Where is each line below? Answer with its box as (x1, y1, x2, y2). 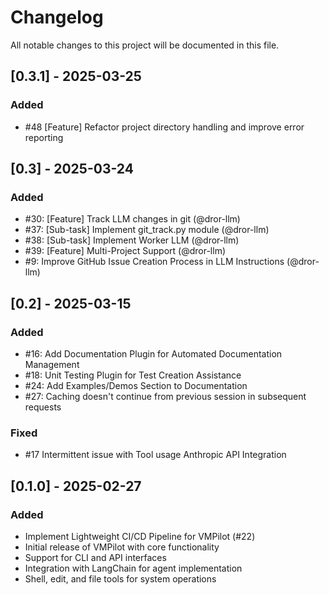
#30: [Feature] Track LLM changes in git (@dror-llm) (24, 213, 241, 225)
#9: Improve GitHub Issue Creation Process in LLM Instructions (24, 256, 285, 268)
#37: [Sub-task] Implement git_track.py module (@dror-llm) (24, 224, 270, 236)
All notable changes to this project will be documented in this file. (10, 39, 280, 51)
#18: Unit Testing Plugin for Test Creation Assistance (24, 369, 242, 381)
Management (24, 359, 80, 370)
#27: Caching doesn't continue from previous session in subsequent (24, 391, 307, 402)
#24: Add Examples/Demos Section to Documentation (24, 380, 248, 391)
